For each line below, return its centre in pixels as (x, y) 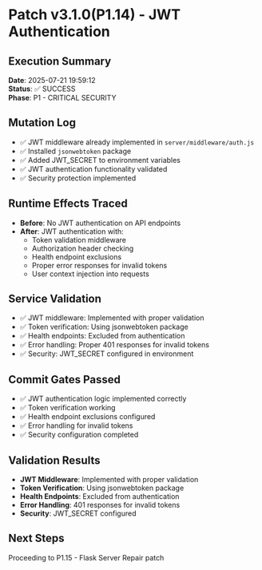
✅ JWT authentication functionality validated (93, 168)
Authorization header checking (83, 248)
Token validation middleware (79, 239)
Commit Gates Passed (65, 380)
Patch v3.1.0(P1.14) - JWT (95, 15)
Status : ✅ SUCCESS (42, 89)
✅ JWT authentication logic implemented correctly (103, 399)
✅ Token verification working (67, 408)
